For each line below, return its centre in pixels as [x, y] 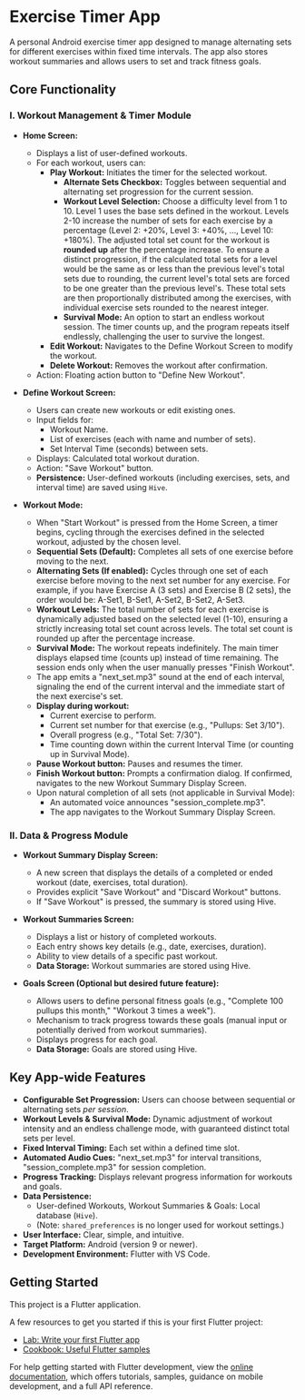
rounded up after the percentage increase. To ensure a [166, 249]
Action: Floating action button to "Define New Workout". [140, 375]
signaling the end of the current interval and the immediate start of [161, 686]
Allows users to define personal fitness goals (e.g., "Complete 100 [160, 1001]
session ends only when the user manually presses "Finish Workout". [165, 667]
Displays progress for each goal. [97, 1039]
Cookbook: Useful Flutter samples [86, 1349]
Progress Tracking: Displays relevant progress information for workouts [157, 1177]
